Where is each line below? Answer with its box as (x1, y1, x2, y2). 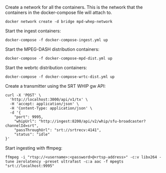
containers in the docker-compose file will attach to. (5, 9, 112, 15)
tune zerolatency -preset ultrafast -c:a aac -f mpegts (5, 159, 124, 164)
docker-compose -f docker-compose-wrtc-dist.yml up (5, 74, 115, 79)
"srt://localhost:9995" (5, 164, 55, 169)
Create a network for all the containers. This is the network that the (5, 4, 143, 10)
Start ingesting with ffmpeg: (5, 145, 63, 151)
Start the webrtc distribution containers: (5, 65, 87, 70)
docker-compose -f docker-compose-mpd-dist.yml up (5, 56, 113, 61)
